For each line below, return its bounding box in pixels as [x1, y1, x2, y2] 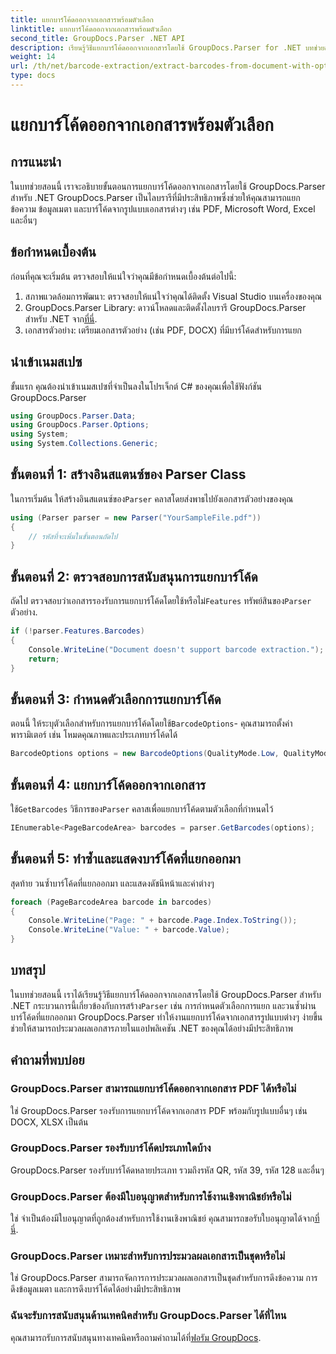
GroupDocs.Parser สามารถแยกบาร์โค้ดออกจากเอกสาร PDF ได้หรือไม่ [10, 1082, 297, 1096]
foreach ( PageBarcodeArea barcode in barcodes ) [10, 897, 213, 907]
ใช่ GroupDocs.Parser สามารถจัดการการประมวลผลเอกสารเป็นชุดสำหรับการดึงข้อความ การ [10, 1272, 318, 1284]
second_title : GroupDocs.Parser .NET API [10, 33, 186, 43]
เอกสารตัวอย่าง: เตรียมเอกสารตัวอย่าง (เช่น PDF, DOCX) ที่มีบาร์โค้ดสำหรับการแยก [24, 324, 302, 336]
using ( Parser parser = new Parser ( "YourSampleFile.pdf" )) [10, 512, 262, 523]
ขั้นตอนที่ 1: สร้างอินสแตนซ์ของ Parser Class [10, 466, 247, 483]
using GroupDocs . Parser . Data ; [10, 411, 137, 421]
